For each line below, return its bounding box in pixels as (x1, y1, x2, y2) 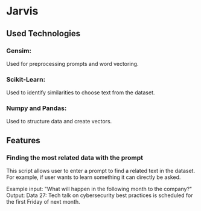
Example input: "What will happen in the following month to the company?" (6, 186, 193, 193)
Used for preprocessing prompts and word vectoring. (6, 60, 139, 67)
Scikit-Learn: (6, 75, 46, 83)
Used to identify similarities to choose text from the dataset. (6, 89, 155, 96)
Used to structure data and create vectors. (6, 118, 112, 125)
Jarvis (6, 4, 39, 18)
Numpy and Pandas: (6, 104, 67, 112)
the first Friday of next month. (6, 198, 80, 206)
